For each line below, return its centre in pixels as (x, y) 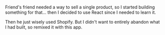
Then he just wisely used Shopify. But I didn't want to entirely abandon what (82, 22)
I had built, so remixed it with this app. (44, 27)
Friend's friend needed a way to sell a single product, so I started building (80, 7)
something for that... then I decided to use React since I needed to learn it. (81, 12)
